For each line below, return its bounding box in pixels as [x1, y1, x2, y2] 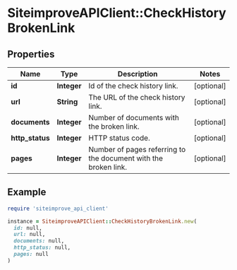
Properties [7, 48, 55, 60]
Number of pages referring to [88, 145, 186, 154]
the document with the [88, 153, 164, 163]
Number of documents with [88, 113, 180, 122]
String [56, 97, 78, 107]
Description [117, 69, 158, 78]
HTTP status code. [88, 133, 150, 143]
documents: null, [13, 237, 65, 245]
